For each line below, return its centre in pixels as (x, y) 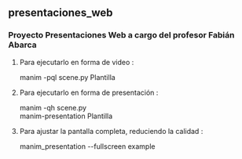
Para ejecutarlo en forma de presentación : (89, 92)
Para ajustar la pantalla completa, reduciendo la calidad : (111, 131)
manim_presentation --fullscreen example (87, 146)
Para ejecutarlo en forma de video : (77, 62)
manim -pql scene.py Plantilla (67, 77)
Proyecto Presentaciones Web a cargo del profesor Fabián (121, 35)
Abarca (22, 45)
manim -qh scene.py (53, 107)
